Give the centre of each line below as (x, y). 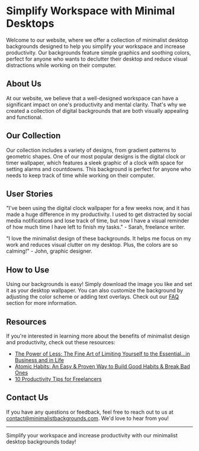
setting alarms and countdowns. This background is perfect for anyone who (99, 169)
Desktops (30, 23)
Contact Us (27, 398)
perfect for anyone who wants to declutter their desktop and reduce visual (97, 59)
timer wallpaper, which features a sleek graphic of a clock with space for (95, 163)
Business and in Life (39, 360)
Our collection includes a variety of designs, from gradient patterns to (91, 150)
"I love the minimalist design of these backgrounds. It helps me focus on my (99, 239)
